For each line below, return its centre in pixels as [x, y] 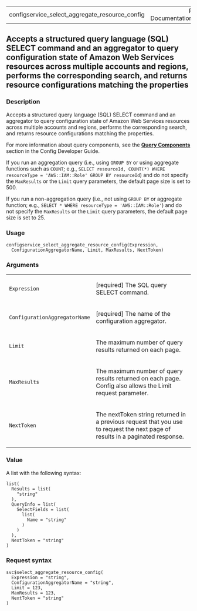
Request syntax [29, 560]
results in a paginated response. [140, 436]
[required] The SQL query [131, 285]
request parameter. [122, 393]
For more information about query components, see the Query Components [98, 145]
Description [23, 102]
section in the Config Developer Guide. [53, 151]
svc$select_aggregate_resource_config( [55, 572]
